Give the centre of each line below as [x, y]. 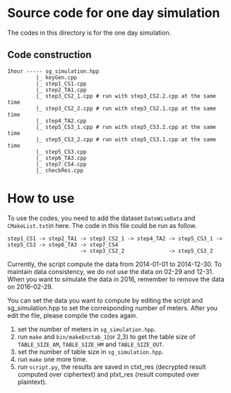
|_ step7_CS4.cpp [61, 164]
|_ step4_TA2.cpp [61, 121]
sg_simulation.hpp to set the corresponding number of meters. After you [112, 308]
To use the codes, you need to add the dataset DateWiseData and [101, 218]
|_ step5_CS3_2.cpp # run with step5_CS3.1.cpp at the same [126, 139]
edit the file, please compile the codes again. [72, 315]
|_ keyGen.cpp [57, 77]
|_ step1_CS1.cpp [61, 84]
